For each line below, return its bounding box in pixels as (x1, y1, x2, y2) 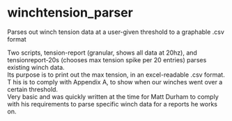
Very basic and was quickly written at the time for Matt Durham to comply (7, 92, 219, 101)
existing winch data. (7, 63, 65, 71)
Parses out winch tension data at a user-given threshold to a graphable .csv (7, 28, 225, 36)
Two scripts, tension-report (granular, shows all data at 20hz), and (7, 48, 197, 57)
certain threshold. (7, 85, 58, 93)
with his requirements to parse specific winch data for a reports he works (7, 100, 218, 108)
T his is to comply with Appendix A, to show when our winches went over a (7, 77, 223, 86)
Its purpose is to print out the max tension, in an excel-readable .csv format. (7, 71, 225, 79)
